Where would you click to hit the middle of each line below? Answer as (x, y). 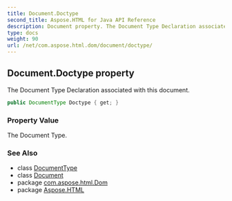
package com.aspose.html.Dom (62, 182)
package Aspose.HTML (51, 190)
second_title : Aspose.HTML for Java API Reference (81, 20)
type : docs (23, 33)
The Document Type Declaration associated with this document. (98, 89)
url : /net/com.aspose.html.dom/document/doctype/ (80, 45)
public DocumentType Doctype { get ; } (63, 103)
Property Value (33, 120)
